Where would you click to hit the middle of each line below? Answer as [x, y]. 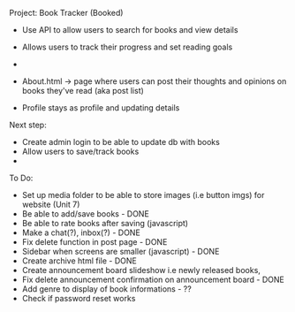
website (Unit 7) [51, 204]
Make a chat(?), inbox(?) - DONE [81, 232]
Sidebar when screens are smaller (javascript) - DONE [121, 251]
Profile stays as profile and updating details [101, 108]
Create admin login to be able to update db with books [121, 142]
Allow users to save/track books [80, 151]
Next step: [28, 125]
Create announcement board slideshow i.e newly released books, [141, 270]
